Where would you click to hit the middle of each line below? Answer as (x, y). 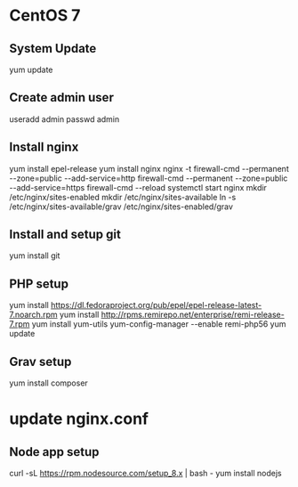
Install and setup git (65, 235)
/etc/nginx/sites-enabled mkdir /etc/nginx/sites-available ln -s (123, 197)
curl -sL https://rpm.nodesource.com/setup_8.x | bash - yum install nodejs (145, 474)
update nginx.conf (79, 419)
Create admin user (61, 97)
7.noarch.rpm (33, 315)
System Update (53, 49)
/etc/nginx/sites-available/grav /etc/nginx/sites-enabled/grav (121, 207)
